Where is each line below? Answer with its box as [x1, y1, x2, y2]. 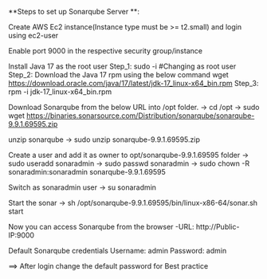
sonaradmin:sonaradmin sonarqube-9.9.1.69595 [8, 167, 166, 176]
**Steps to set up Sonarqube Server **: [8, 7, 139, 16]
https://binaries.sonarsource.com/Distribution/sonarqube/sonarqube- [26, 111, 255, 120]
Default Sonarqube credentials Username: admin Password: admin [8, 246, 227, 255]
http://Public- [195, 222, 240, 231]
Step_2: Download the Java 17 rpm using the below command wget [8, 70, 229, 79]
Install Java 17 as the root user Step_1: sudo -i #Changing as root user [8, 61, 237, 71]
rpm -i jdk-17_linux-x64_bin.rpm [8, 87, 112, 96]
